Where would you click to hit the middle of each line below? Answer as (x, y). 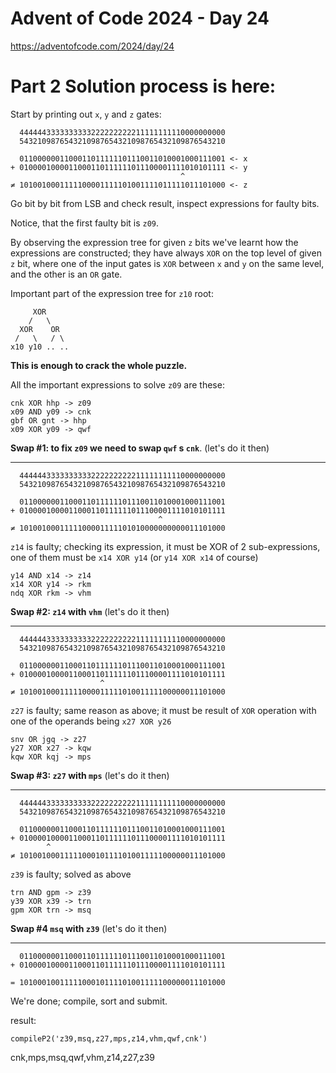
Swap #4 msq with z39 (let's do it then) (89, 928)
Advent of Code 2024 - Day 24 (140, 18)
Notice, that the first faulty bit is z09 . (85, 223)
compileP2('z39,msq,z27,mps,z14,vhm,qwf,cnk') (109, 1038)
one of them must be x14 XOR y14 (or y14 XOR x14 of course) (134, 557)
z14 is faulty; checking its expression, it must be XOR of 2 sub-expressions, (165, 546)
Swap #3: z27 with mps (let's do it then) (90, 775)
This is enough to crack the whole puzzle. (99, 365)
